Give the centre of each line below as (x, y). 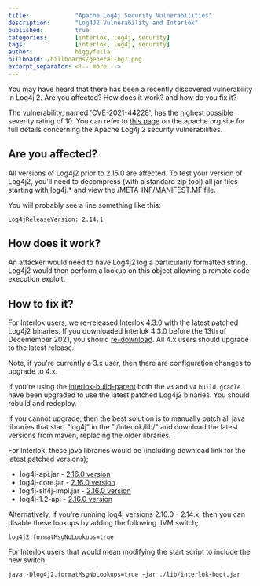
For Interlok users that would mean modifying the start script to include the (129, 552)
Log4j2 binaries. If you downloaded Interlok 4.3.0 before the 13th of (117, 331)
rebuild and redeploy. (42, 404)
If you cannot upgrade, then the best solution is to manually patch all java (126, 418)
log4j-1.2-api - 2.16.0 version (66, 499)
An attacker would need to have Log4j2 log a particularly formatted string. (128, 262)
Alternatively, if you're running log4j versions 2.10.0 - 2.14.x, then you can (127, 514)
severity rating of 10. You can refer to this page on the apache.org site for (127, 121)
